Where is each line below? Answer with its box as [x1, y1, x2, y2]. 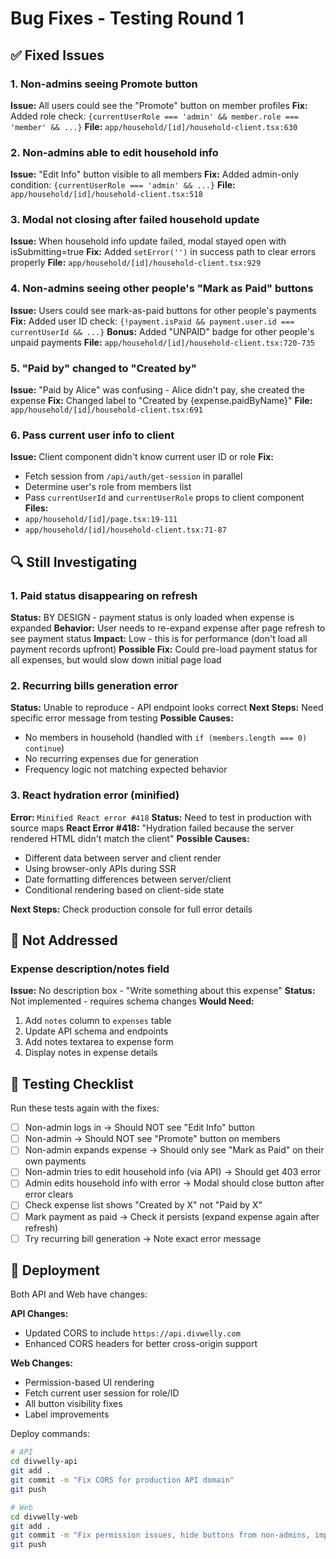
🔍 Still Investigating [10, 553, 138, 571]
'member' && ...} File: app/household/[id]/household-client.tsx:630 [10, 120, 298, 132]
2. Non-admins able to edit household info [10, 145, 219, 159]
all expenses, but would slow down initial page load [10, 654, 222, 666]
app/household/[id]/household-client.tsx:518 [10, 190, 203, 200]
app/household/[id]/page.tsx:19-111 [24, 515, 178, 525]
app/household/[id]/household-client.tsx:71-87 [24, 525, 227, 536]
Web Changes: [10, 1357, 73, 1369]
